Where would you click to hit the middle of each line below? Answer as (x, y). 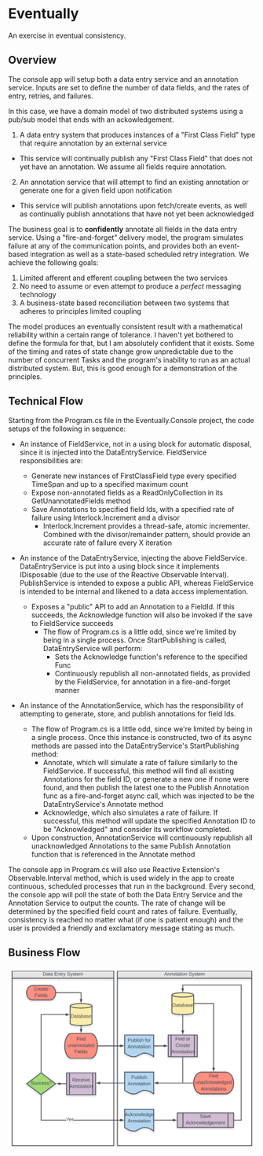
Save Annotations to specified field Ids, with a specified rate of (133, 509)
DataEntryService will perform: (93, 648)
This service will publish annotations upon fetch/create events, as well (133, 205)
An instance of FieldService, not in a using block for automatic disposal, (135, 444)
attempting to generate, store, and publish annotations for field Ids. (128, 713)
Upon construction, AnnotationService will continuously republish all (142, 838)
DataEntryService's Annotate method (103, 804)
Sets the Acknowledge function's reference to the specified (151, 657)
